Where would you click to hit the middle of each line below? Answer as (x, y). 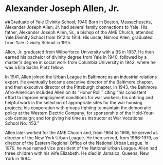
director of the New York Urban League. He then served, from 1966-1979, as (81, 138)
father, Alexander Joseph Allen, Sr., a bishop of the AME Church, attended (79, 32)
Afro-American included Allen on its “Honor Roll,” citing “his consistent (76, 92)
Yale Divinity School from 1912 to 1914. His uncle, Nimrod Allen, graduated (79, 37)
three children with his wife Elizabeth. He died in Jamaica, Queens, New (77, 153)
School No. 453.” (22, 123)
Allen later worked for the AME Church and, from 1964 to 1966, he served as (81, 132)
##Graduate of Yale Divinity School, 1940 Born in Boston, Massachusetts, (79, 22)
